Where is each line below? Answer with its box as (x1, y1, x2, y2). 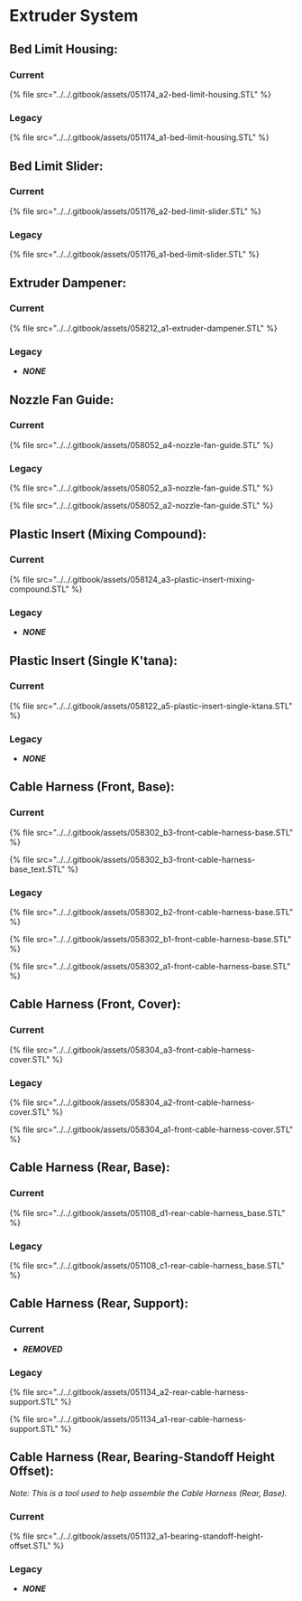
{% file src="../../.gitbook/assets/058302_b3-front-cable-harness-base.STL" (9, 827, 294, 838)
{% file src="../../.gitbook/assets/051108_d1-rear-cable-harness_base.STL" (9, 1207, 286, 1218)
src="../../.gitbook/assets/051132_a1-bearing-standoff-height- (35, 1531, 264, 1541)
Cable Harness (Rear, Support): (9, 1296, 189, 1311)
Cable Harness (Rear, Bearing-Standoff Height (9, 1449, 275, 1465)
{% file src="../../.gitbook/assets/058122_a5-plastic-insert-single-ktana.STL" (9, 700, 293, 711)
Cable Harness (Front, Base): (9, 779, 175, 795)
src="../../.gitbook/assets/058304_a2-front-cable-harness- (35, 1097, 255, 1108)
